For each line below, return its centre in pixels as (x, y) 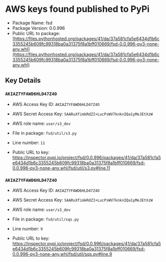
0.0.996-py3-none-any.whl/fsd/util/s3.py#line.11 (61, 168)
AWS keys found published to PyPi (77, 9)
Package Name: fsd (32, 23)
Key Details (23, 80)
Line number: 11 (29, 143)
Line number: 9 (27, 228)
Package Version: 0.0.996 (39, 28)
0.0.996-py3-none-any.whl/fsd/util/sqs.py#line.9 (62, 254)
